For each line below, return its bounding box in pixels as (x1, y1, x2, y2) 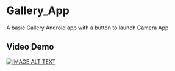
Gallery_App (6, 4, 70, 18)
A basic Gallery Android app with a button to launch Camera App (6, 24, 169, 31)
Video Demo (6, 42, 54, 52)
